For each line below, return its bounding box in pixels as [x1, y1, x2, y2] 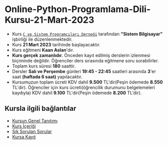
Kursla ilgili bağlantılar [5, 104, 76, 113]
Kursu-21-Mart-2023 [5, 14, 95, 26]
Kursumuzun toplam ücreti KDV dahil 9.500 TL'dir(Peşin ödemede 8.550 [12, 79, 163, 85]
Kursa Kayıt [12, 133, 36, 139]
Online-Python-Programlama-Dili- [5, 4, 151, 15]
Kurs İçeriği [12, 123, 36, 129]
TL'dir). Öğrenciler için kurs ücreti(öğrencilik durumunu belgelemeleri [12, 84, 155, 90]
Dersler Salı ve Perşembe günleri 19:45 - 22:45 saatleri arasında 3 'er [12, 68, 156, 74]
